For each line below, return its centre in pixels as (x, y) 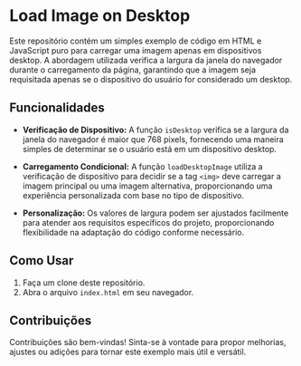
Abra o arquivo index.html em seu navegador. (108, 292)
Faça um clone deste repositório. (84, 283)
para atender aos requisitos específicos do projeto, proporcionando (148, 222)
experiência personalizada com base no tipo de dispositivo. (133, 195)
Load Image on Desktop (100, 16)
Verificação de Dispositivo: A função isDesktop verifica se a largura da (155, 130)
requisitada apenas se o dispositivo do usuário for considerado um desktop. (151, 79)
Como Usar (42, 260)
